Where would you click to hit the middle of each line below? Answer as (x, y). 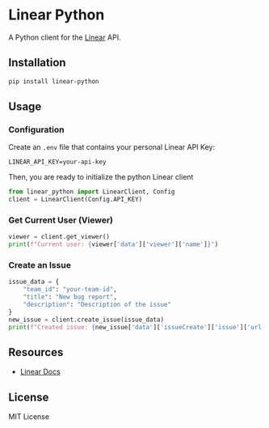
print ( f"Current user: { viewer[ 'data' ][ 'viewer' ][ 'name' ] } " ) (113, 244)
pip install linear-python (54, 81)
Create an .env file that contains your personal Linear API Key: (112, 147)
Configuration (36, 129)
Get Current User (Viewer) (61, 220)
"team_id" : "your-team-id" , (70, 290)
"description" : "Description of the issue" (97, 305)
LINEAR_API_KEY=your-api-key (57, 162)
